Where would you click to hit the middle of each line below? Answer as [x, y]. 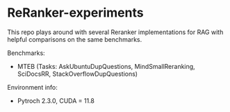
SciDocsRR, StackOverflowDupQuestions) [77, 74]
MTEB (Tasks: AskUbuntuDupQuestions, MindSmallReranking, [106, 66]
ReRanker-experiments [75, 13]
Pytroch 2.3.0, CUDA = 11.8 [56, 101]
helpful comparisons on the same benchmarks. [75, 39]
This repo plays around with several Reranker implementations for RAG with [115, 32]
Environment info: [32, 87]
